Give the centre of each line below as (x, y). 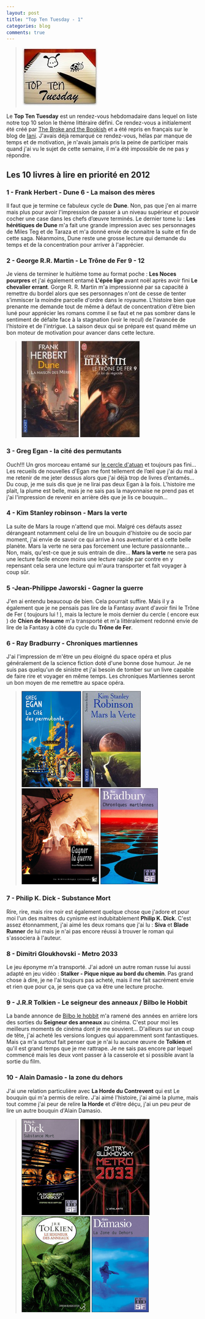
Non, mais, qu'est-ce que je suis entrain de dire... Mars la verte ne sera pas (102, 552)
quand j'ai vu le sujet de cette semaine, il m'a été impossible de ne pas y (98, 149)
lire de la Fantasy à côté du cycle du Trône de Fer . (69, 628)
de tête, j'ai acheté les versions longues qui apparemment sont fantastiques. (102, 1035)
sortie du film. (24, 1062)
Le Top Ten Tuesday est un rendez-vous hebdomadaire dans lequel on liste (102, 116)
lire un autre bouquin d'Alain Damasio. (54, 1110)
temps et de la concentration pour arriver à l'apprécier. (75, 244)
